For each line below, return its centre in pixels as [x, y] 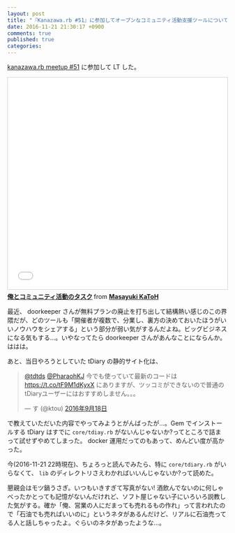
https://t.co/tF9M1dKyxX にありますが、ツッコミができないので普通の [124, 385]
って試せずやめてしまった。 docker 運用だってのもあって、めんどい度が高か [116, 440]
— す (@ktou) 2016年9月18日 [66, 408]
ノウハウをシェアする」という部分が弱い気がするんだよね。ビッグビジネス [120, 329]
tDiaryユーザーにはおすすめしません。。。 [82, 393]
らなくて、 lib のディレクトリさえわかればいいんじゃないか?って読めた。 [112, 473]
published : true [31, 40]
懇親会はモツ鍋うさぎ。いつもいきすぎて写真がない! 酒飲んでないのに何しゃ [116, 488]
